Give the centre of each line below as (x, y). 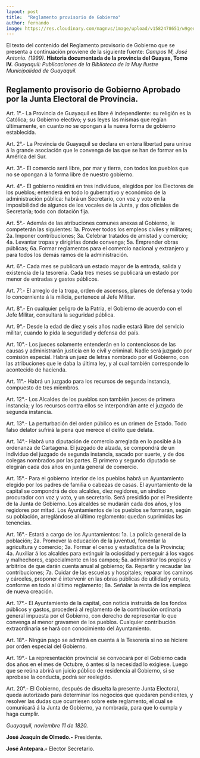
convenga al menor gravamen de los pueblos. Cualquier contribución (91, 622)
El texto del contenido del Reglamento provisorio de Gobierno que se (91, 45)
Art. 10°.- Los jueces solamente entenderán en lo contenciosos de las (91, 345)
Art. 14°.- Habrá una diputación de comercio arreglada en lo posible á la (94, 441)
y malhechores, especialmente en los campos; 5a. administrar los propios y (99, 560)
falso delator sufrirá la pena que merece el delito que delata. (80, 430)
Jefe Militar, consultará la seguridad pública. (60, 315)
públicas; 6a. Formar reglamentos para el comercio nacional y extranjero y (97, 248)
